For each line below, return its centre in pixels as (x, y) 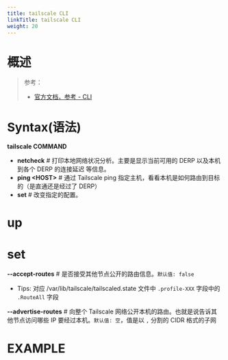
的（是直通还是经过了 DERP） (59, 186)
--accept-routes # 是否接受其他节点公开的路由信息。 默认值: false (101, 274)
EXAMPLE (36, 348)
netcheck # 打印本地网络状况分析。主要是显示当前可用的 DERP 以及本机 (119, 161)
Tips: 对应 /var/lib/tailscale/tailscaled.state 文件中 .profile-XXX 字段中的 (118, 289)
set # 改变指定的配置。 (49, 195)
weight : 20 (23, 26)
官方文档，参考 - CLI (63, 97)
